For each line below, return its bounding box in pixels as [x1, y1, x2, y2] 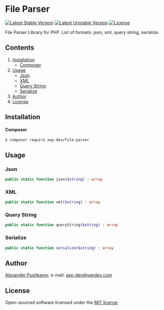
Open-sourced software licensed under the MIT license [5, 300, 118, 306]
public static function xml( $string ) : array [5, 200, 100, 205]
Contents [5, 43, 35, 52]
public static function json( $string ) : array [5, 177, 103, 182]
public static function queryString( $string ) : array [5, 223, 119, 228]
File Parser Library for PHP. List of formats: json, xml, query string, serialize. [5, 29, 160, 35]
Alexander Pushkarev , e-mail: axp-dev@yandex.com [5, 272, 112, 278]
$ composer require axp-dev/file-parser [5, 138, 90, 142]
